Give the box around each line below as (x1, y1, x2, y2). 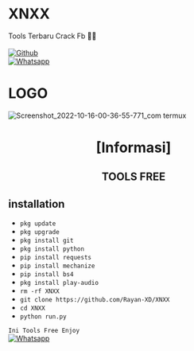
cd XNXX (19, 304, 45, 313)
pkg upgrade (19, 228, 60, 236)
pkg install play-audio (19, 279, 99, 287)
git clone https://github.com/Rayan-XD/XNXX (19, 296, 170, 304)
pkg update (19, 220, 56, 228)
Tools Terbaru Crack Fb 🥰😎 (8, 31, 97, 41)
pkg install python (19, 245, 85, 253)
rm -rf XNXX (19, 287, 60, 295)
